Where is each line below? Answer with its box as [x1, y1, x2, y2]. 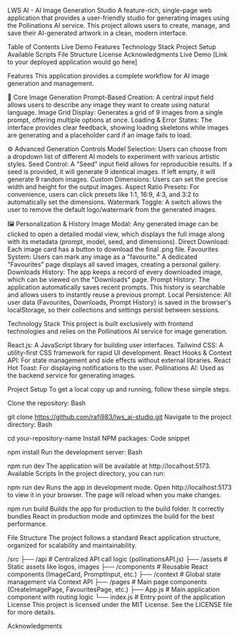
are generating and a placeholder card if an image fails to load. [7, 131, 192, 139]
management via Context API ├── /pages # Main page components [7, 578, 207, 586]
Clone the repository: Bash [7, 399, 86, 407]
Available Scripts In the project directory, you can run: [7, 469, 166, 477]
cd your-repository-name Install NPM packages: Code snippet [7, 434, 190, 442]
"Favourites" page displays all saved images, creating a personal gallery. [7, 260, 221, 268]
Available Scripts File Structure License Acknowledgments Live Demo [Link [7, 50, 228, 58]
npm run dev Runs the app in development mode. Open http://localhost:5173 [7, 483, 232, 491]
